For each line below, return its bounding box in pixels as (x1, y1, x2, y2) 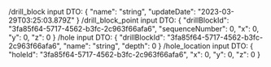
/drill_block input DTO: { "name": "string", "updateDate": (8, 7, 197, 16)
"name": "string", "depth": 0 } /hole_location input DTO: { (63, 41, 254, 51)
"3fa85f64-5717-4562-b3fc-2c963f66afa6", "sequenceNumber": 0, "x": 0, (8, 24, 260, 33)
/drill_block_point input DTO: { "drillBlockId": (81, 15, 229, 25)
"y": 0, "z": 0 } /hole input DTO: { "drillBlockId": (8, 32, 165, 42)
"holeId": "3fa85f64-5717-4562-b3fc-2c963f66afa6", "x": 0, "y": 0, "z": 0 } (8, 50, 260, 59)
